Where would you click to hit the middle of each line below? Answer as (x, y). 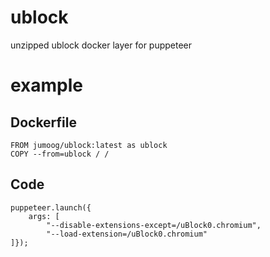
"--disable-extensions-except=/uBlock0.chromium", (154, 225)
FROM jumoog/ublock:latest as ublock (89, 145)
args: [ (44, 216)
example (47, 85)
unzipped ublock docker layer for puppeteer (101, 45)
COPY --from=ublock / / (60, 154)
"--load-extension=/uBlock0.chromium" (127, 234)
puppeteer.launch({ (51, 207)
